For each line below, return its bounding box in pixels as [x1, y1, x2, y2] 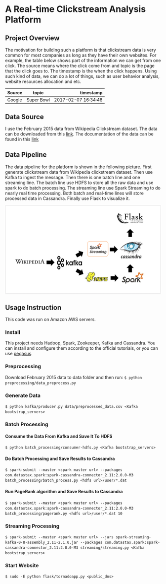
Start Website [5, 562, 39, 569]
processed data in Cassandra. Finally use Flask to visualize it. [5, 195, 130, 201]
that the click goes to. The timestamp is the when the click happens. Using [5, 68, 157, 74]
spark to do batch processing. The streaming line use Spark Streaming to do [5, 185, 161, 191]
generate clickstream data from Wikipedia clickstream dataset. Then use [5, 169, 153, 175]
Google [7, 97, 22, 103]
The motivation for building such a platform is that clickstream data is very [5, 47, 157, 53]
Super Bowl [26, 97, 50, 103]
